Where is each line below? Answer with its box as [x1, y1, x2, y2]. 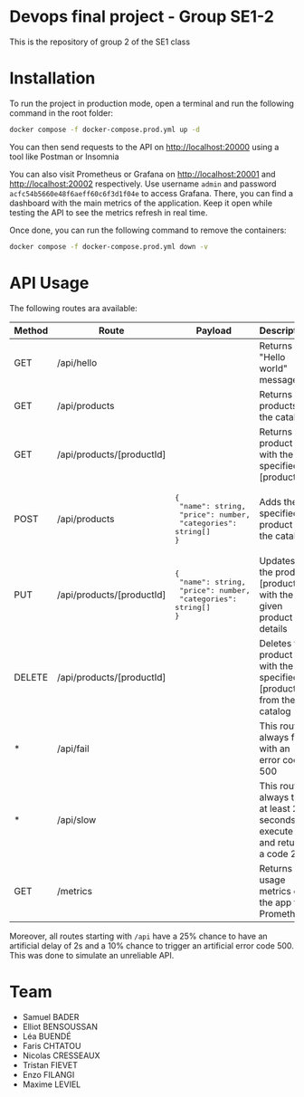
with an [259, 742, 291, 755]
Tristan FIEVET [22, 1059, 79, 1070]
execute [259, 825, 294, 837]
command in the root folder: [9, 107, 114, 119]
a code [259, 847, 289, 860]
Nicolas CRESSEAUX [22, 1050, 101, 1061]
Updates [259, 554, 296, 567]
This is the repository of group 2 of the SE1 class [9, 36, 191, 47]
